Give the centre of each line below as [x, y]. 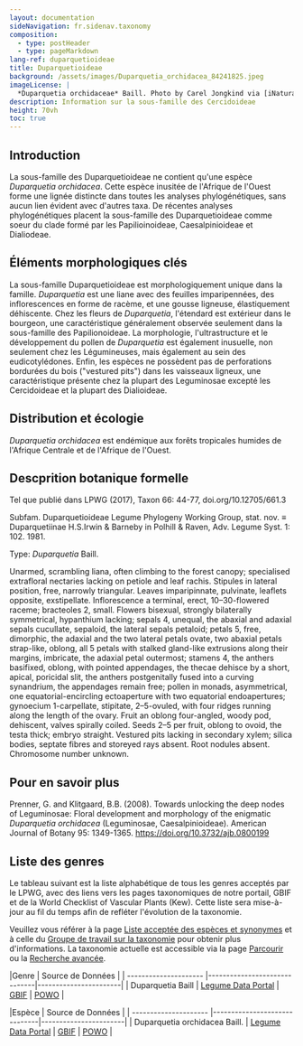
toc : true [28, 118]
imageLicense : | [40, 85]
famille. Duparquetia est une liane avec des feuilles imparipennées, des [142, 294]
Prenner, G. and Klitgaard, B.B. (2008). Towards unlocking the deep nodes [147, 804]
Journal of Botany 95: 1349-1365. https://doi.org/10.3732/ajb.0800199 [139, 833]
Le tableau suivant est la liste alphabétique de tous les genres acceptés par [149, 883]
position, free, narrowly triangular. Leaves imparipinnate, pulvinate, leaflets [148, 591]
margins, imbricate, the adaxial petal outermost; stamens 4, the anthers [142, 658]
